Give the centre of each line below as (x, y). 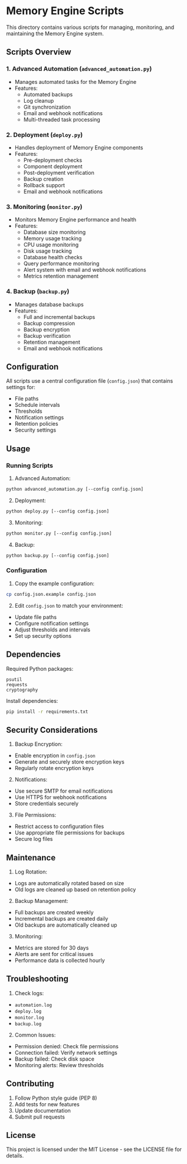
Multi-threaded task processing (62, 119)
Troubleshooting (37, 979)
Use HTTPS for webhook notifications (61, 797)
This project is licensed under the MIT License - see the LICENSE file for (94, 1149)
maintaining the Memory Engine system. (55, 33)
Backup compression (49, 323)
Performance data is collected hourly (60, 960)
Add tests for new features (47, 1104)
